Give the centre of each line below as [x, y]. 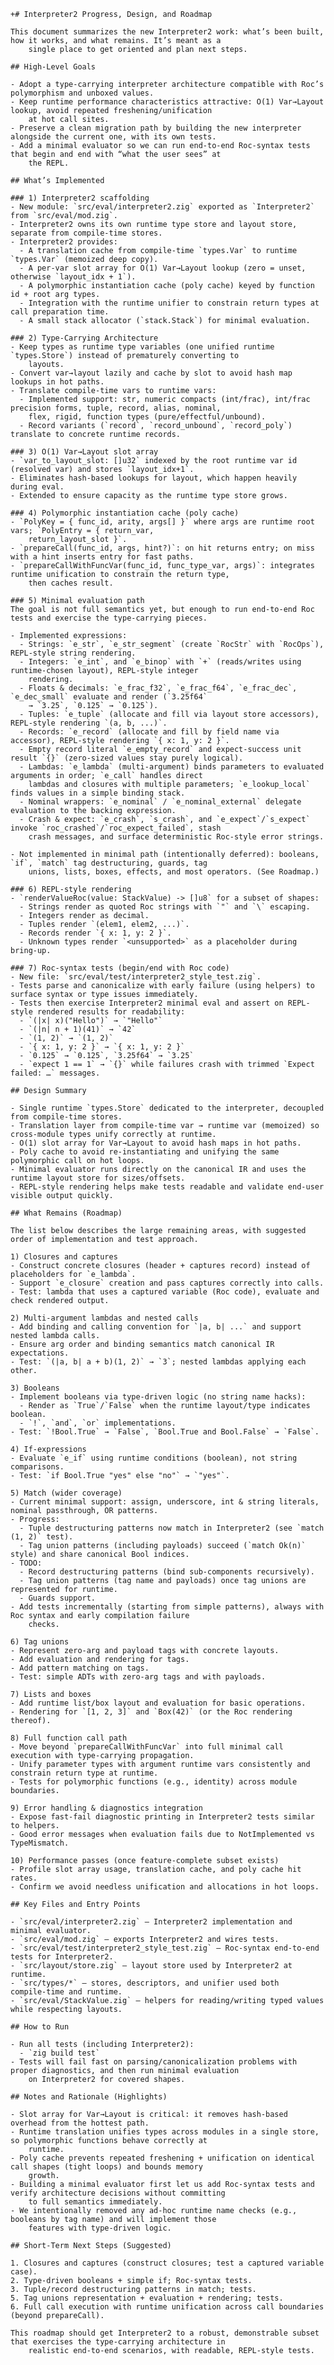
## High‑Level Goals [53, 67]
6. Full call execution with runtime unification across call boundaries [167, 2307]
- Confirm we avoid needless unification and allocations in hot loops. [165, 1887]
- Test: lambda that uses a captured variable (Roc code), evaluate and [165, 1292]
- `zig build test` [60, 2053]
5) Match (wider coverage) [66, 1493]
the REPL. [49, 163]
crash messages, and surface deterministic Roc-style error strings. [176, 837]
